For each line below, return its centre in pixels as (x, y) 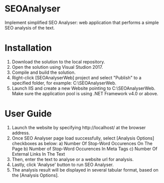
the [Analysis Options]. (35, 175)
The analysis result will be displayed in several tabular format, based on (85, 170)
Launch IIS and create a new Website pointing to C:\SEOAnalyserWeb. (83, 88)
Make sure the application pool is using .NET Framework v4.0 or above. (85, 93)
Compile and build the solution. (43, 72)
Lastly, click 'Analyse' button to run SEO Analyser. (63, 165)
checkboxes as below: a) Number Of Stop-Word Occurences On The (82, 143)
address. (21, 133)
